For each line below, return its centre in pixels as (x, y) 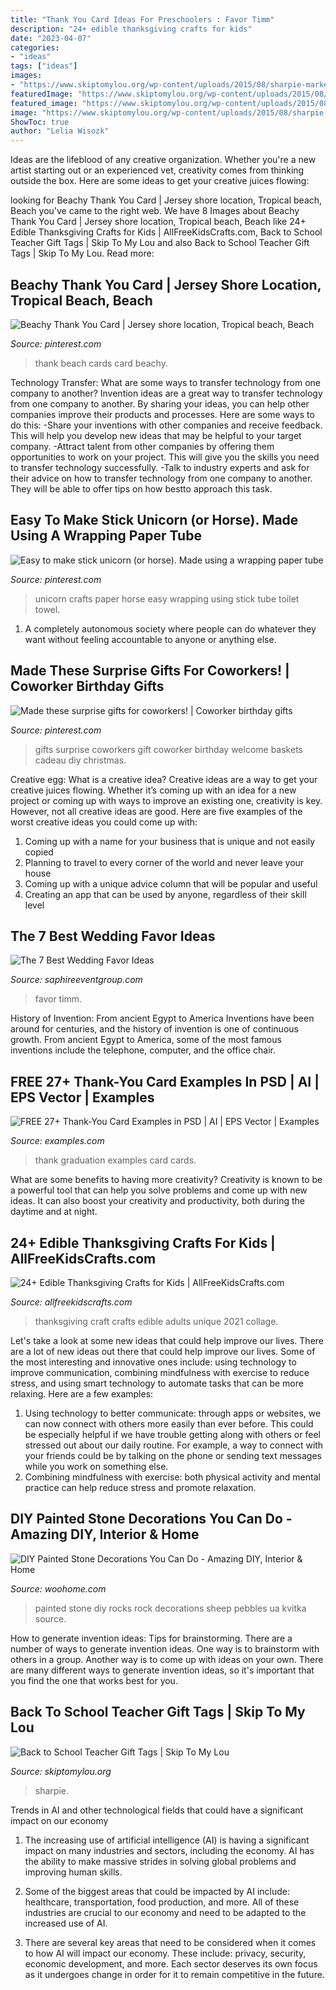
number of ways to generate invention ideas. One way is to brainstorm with (165, 1648)
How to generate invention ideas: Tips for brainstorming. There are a (151, 1638)
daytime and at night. (54, 1212)
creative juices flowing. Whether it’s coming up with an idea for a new (153, 790)
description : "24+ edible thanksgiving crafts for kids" (131, 29)
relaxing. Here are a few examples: (82, 1394)
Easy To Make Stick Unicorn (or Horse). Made (154, 520)
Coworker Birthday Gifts (87, 686)
